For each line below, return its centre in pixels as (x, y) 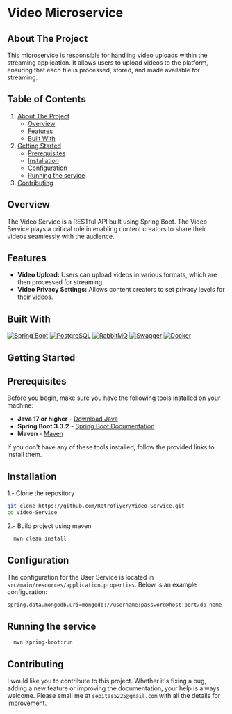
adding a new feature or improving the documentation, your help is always (114, 688)
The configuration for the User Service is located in (81, 577)
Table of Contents (47, 99)
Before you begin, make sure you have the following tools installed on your (114, 398)
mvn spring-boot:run (43, 642)
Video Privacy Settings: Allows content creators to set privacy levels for (121, 290)
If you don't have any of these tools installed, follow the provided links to (111, 447)
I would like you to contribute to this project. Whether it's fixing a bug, (107, 681)
